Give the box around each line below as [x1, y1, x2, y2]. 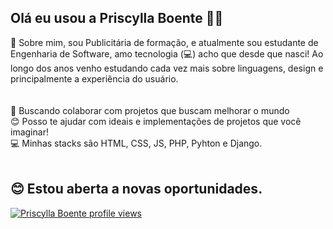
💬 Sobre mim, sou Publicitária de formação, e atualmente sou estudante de [10, 36, 319, 48]
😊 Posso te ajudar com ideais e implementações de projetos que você [10, 115, 302, 127]
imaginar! [10, 126, 49, 138]
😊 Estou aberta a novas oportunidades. [10, 181, 263, 198]
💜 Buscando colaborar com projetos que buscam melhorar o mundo [10, 104, 290, 116]
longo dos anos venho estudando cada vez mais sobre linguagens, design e [10, 62, 324, 74]
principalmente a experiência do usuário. [10, 72, 179, 85]
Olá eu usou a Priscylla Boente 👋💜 [10, 10, 224, 27]
